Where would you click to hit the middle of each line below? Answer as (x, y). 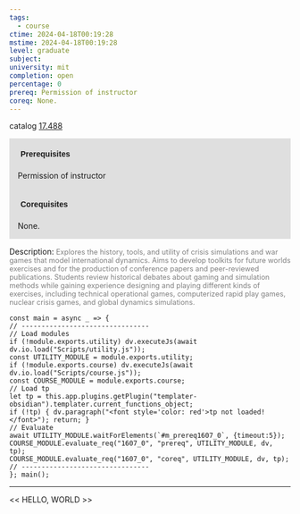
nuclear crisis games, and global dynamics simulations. (102, 303)
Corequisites (45, 205)
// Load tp (29, 389)
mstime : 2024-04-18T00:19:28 (63, 42)
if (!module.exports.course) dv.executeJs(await (101, 366)
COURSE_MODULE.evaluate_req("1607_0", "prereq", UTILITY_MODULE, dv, (142, 443)
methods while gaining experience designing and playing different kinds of (135, 286)
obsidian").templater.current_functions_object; (101, 404)
